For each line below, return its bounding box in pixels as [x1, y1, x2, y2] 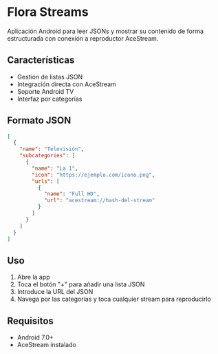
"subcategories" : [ [19, 153, 76, 159]
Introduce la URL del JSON [17, 288, 94, 296]
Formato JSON [7, 115, 72, 126]
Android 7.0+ [17, 333, 54, 342]
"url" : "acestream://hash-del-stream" [43, 197, 155, 204]
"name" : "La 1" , [32, 165, 78, 172]
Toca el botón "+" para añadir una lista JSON [17, 280, 145, 288]
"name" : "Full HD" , [43, 190, 100, 197]
